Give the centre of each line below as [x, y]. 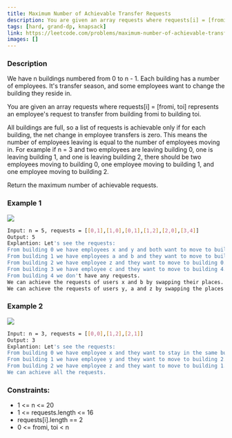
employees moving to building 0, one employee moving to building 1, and [110, 164]
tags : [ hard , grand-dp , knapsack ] [57, 26]
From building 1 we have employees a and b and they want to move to [109, 256]
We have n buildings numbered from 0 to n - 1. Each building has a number [113, 79]
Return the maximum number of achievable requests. [83, 185]
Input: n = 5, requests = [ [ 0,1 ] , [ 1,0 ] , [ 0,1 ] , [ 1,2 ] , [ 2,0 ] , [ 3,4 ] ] [103, 230]
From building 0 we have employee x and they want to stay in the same [112, 353]
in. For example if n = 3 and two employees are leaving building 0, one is [110, 150]
